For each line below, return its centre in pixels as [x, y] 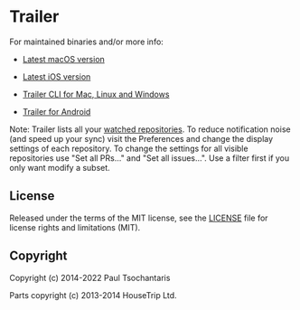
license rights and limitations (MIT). [75, 227]
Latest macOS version [64, 59]
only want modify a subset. [60, 167]
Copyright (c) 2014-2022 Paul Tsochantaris [90, 277]
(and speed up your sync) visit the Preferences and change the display [141, 138]
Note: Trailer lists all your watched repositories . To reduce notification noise [150, 129]
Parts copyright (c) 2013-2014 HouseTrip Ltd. [94, 295]
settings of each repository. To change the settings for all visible [129, 148]
